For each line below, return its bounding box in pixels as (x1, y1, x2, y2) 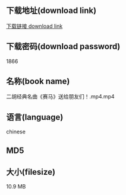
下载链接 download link (6, 23, 63, 30)
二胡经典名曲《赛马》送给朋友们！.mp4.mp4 (6, 93, 115, 100)
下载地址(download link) (6, 5, 97, 16)
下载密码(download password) (6, 41, 121, 52)
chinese (6, 128, 26, 135)
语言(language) (6, 112, 64, 122)
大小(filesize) (6, 167, 55, 177)
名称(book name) (6, 76, 70, 87)
